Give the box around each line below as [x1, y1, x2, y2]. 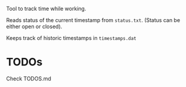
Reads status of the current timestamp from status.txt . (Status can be [6, 17, 181, 23]
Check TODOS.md [6, 74, 52, 82]
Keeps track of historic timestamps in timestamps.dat [6, 35, 137, 41]
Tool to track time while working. [6, 5, 86, 12]
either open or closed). [6, 23, 63, 30]
